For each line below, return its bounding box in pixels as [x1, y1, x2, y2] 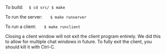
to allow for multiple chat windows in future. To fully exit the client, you [5, 38, 152, 44]
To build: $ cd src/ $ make [5, 4, 66, 10]
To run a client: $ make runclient [5, 23, 81, 29]
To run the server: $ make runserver [5, 14, 87, 19]
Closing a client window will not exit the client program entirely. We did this [5, 33, 161, 39]
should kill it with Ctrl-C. [5, 44, 56, 49]
